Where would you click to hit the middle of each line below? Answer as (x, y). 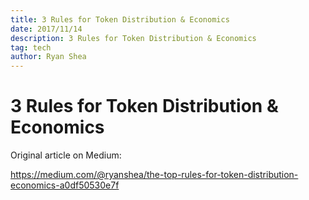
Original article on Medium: (66, 155)
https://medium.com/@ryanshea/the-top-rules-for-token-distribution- (154, 175)
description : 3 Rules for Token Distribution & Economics (133, 38)
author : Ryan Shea (48, 57)
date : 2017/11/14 (46, 29)
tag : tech (31, 47)
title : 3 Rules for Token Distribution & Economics (120, 19)
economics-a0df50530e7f (65, 185)
